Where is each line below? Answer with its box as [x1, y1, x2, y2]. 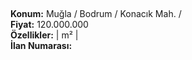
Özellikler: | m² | [10, 29, 79, 41]
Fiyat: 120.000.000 [10, 19, 89, 31]
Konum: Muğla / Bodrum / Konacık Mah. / [10, 8, 182, 20]
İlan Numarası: [10, 40, 73, 52]
